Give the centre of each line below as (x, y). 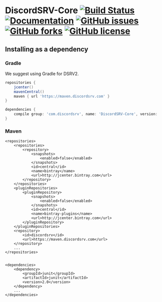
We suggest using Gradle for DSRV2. (42, 74)
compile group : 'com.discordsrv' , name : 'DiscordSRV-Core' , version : (86, 114)
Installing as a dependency (47, 49)
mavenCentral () (29, 92)
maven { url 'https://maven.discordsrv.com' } (62, 96)
